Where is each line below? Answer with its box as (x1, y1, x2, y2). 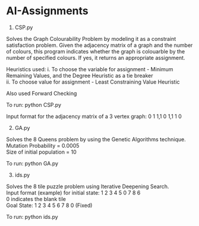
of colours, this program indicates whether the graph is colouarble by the (6, 47, 185, 55)
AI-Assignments (6, 4, 89, 18)
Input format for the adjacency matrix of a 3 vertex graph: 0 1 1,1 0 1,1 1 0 (6, 113, 182, 120)
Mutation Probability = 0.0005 (6, 142, 80, 149)
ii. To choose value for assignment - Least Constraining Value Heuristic (6, 78, 180, 85)
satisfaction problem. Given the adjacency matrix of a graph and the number (6, 42, 193, 49)
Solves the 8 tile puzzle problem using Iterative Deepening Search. (6, 183, 169, 190)
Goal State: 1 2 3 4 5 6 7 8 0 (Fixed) (6, 202, 93, 209)
